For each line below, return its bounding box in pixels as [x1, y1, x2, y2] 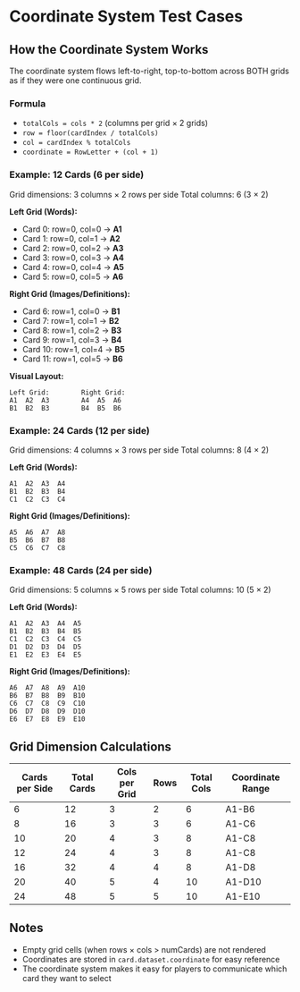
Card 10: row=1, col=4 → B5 [21, 343, 125, 354]
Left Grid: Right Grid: [9, 387, 126, 397]
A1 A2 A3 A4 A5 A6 [9, 395, 122, 404]
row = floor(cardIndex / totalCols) [21, 129, 159, 138]
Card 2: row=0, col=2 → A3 [21, 242, 124, 253]
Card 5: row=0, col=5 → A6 [21, 271, 124, 282]
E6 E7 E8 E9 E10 [9, 715, 87, 724]
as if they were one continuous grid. [9, 75, 142, 86]
